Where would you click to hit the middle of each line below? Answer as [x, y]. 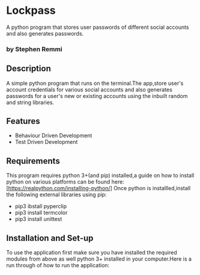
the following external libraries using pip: [56, 195]
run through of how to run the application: [58, 265]
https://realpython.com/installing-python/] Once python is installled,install [99, 188]
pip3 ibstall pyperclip [41, 206]
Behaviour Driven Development [53, 135]
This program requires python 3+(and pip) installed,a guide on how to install [100, 176]
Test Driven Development [46, 142]
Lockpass [31, 11]
